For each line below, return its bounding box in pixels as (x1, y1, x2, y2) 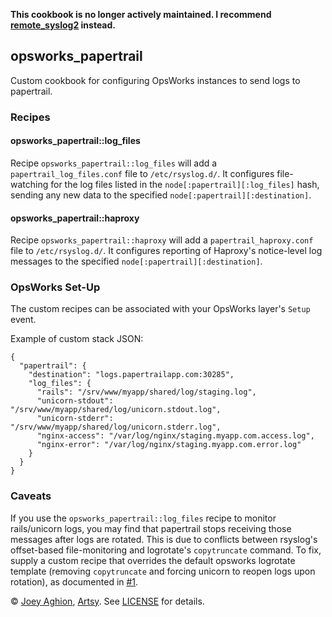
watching (10, 178, 49, 190)
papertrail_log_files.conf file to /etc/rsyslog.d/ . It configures (10, 167, 275, 179)
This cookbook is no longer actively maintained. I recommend (10, 9, 272, 20)
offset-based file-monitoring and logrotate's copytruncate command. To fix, (10, 544, 322, 556)
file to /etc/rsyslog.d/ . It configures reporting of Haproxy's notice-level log (10, 245, 323, 257)
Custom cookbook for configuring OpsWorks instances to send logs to (10, 74, 301, 86)
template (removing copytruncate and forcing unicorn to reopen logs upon (10, 565, 316, 577)
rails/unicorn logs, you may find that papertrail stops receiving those (10, 522, 292, 534)
